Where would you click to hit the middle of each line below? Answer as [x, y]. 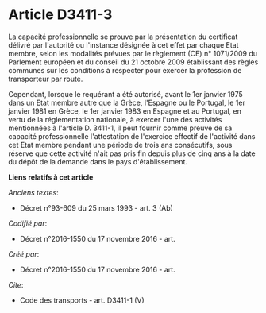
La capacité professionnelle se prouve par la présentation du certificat [123, 37]
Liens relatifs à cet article [51, 177]
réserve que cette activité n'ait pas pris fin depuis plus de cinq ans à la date [132, 153]
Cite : [16, 284]
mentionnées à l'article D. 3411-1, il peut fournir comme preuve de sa [120, 128]
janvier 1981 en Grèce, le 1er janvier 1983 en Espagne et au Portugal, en [125, 111]
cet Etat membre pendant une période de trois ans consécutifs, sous [120, 145]
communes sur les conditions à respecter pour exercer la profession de [125, 70]
